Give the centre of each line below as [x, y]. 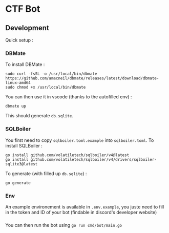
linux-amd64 [18, 83]
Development [27, 28]
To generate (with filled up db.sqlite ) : [46, 173]
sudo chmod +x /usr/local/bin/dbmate [46, 88]
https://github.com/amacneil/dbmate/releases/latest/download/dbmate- [82, 78]
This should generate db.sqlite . [39, 116]
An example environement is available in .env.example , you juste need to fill [85, 207]
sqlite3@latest [22, 164]
